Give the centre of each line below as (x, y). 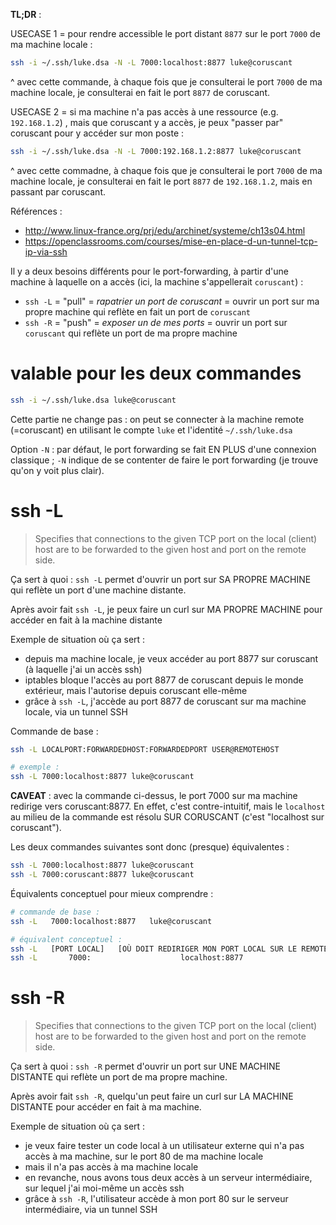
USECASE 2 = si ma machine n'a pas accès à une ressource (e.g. (144, 111)
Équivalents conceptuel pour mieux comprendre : (112, 893)
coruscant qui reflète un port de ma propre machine (131, 333)
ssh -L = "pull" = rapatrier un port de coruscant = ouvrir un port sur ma (172, 301)
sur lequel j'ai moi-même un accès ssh (104, 1188)
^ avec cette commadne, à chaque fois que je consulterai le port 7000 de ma (166, 170)
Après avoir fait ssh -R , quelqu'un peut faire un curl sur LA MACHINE (152, 1096)
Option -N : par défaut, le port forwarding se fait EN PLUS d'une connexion (163, 449)
